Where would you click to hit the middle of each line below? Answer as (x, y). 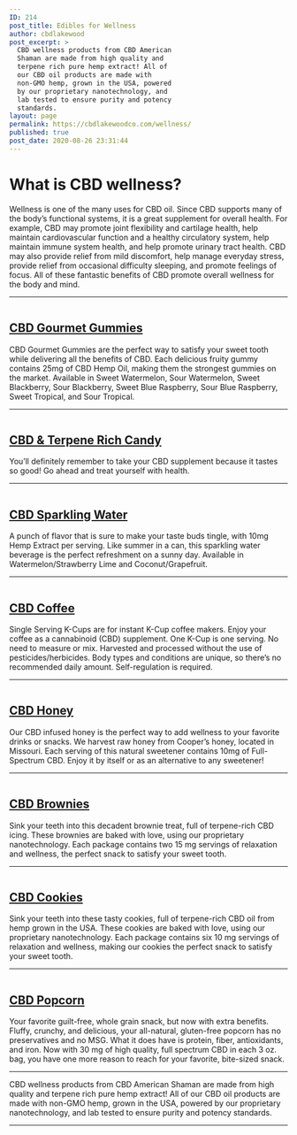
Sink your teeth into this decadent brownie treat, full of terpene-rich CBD (141, 825)
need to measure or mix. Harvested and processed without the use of (136, 648)
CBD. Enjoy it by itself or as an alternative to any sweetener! (156, 760)
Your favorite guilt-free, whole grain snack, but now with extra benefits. (139, 1022)
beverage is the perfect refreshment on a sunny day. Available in (127, 555)
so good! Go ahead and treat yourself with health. (99, 471)
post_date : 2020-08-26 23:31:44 (69, 141)
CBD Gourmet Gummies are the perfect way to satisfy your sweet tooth (139, 349)
